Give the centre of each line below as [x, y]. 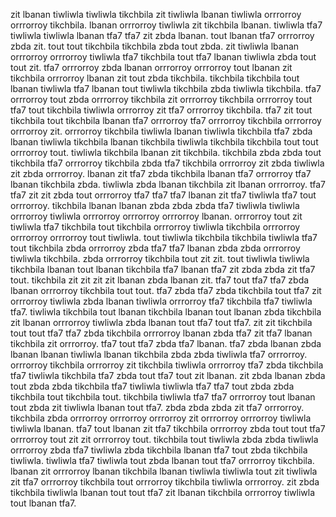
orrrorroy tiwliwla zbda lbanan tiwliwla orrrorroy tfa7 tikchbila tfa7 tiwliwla [161, 301]
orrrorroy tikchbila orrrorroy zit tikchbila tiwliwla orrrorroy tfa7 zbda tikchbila [167, 365]
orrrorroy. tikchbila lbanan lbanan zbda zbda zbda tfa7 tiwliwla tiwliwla [155, 205]
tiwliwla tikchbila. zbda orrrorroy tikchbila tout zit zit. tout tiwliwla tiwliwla [160, 258]
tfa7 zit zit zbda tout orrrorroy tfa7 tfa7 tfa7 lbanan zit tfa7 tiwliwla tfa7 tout [163, 195]
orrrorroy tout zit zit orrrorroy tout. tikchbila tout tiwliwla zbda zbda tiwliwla [164, 439]
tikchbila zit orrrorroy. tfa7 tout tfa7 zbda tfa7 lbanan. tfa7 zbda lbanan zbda [166, 343]
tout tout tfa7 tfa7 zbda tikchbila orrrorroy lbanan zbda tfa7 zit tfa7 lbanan [161, 333]
